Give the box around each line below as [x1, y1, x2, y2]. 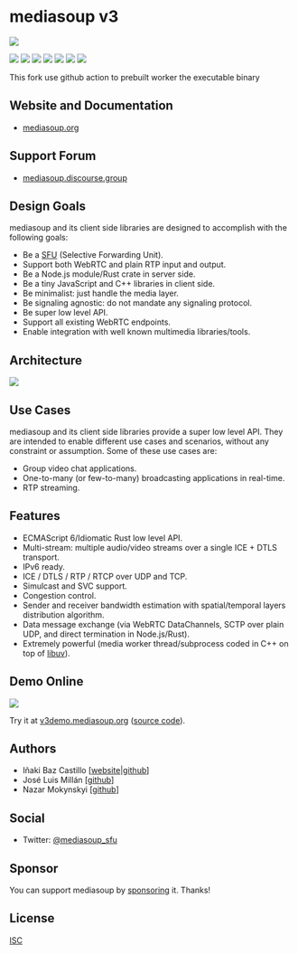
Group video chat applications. [22, 463, 137, 474]
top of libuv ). [22, 647, 70, 658]
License [9, 911, 55, 926]
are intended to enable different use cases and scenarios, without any [9, 436, 269, 447]
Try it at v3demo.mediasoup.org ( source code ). [9, 714, 186, 725]
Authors [9, 741, 57, 757]
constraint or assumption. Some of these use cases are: [9, 446, 218, 456]
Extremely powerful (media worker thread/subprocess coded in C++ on [22, 638, 289, 648]
